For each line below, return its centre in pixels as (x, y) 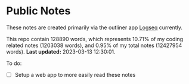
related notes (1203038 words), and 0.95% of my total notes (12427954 (94, 45)
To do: (14, 63)
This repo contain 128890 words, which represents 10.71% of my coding (95, 39)
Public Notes (38, 11)
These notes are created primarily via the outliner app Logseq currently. (94, 27)
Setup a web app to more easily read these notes (75, 74)
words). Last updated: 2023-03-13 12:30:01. (61, 51)
